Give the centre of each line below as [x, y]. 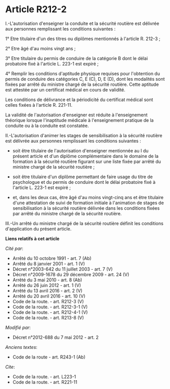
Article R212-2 [36, 9]
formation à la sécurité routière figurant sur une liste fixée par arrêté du [87, 161]
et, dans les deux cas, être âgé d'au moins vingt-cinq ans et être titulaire [88, 197]
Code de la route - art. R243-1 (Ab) [49, 357]
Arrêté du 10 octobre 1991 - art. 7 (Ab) [52, 258]
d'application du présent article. [38, 229]
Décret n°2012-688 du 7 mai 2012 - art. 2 [55, 337]
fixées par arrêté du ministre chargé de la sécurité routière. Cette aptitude [82, 84]
